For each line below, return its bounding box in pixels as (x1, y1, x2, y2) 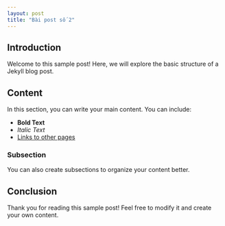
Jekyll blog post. (7, 67, 54, 75)
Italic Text (16, 126, 45, 134)
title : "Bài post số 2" (7, 16, 75, 23)
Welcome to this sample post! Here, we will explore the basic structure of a (7, 60, 219, 68)
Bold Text (16, 118, 45, 127)
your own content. (7, 211, 59, 219)
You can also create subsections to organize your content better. (7, 166, 190, 174)
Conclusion (7, 186, 58, 197)
